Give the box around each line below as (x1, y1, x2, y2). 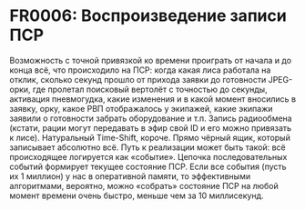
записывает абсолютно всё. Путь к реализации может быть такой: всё (9, 142, 287, 153)
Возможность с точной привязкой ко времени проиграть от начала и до (9, 55, 292, 65)
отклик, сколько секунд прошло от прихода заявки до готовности (9, 74, 267, 85)
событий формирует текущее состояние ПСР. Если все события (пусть (9, 161, 287, 172)
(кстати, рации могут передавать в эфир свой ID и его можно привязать (9, 122, 292, 133)
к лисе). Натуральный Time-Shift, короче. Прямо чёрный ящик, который (9, 132, 291, 143)
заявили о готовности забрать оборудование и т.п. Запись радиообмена (9, 113, 293, 124)
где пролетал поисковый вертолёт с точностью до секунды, (32, 84, 268, 95)
